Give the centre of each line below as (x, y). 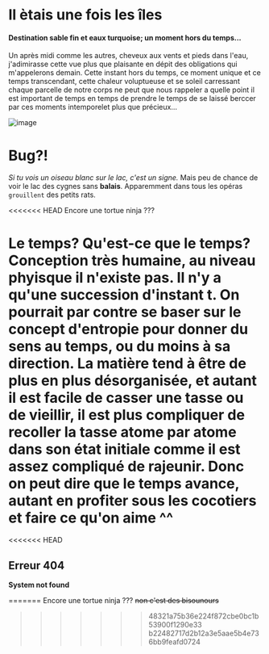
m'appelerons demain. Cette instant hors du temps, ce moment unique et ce (135, 73)
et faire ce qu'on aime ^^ (91, 518)
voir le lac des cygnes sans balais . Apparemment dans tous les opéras (126, 187)
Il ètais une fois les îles (85, 15)
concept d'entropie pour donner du (128, 329)
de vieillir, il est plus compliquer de (127, 415)
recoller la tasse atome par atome (122, 432)
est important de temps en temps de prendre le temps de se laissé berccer (132, 99)
